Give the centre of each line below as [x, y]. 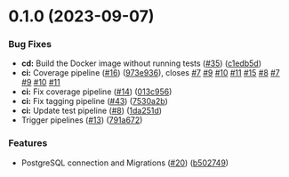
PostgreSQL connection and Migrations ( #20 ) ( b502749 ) [124, 163]
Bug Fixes [30, 44]
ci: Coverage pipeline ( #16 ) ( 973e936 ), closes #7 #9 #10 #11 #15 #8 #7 [151, 73]
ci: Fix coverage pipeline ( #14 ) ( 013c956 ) [96, 92]
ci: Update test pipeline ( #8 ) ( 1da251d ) [91, 111]
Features [28, 143]
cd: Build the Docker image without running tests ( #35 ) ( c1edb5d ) [141, 63]
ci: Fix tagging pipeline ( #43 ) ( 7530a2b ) [94, 101]
